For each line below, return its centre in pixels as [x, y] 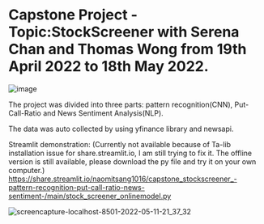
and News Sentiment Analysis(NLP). [103, 113]
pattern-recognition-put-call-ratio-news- [77, 187]
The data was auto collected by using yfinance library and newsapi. [121, 129]
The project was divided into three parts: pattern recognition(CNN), [121, 104]
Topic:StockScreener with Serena [124, 32]
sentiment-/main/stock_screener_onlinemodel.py [90, 196]
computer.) [27, 170]
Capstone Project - [73, 15]
